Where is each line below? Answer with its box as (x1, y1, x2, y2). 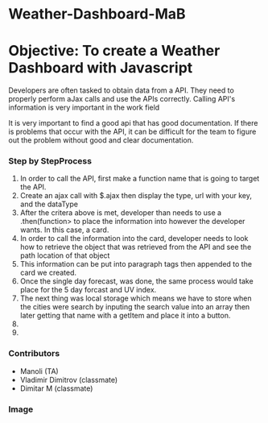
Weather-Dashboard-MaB (8, 5, 187, 23)
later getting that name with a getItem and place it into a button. (19, 311, 231, 321)
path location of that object (19, 251, 110, 260)
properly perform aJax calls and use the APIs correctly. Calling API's (8, 94, 236, 104)
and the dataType (19, 199, 79, 209)
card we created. (19, 267, 77, 278)
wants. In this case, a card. (19, 225, 109, 234)
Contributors (8, 348, 60, 359)
